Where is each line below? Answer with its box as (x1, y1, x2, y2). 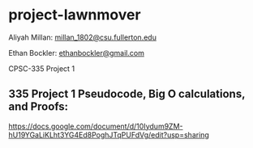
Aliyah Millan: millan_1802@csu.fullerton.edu (8, 32, 157, 42)
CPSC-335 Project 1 (8, 63, 75, 74)
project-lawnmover (8, 6, 141, 24)
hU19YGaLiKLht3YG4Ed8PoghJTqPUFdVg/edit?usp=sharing (8, 129, 209, 139)
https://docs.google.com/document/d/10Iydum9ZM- (8, 121, 183, 131)
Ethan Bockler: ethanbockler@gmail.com (8, 48, 144, 57)
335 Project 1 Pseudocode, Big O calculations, (8, 87, 246, 101)
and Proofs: (8, 99, 69, 114)
